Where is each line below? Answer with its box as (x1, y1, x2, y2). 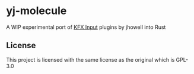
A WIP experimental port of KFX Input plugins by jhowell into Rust (6, 23, 166, 31)
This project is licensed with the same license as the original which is (6, 56, 175, 63)
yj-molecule (6, 4, 67, 18)
